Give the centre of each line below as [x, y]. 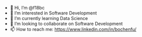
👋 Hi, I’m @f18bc [27, 8]
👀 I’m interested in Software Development [54, 13]
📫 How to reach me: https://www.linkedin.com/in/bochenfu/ [73, 29]
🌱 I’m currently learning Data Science [49, 18]
